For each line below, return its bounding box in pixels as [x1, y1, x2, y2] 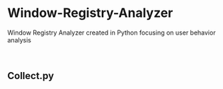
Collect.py [7, 70, 55, 82]
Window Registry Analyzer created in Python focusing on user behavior [7, 28, 216, 37]
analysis [7, 35, 32, 44]
